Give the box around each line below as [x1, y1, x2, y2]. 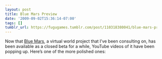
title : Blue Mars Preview [5, 12, 57, 16]
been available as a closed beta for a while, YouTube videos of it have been [5, 44, 155, 49]
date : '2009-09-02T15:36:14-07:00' [5, 16, 77, 21]
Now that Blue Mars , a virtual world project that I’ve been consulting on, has [5, 38, 156, 44]
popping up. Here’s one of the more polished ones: [5, 49, 106, 55]
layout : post [5, 7, 31, 12]
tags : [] [5, 20, 23, 26]
